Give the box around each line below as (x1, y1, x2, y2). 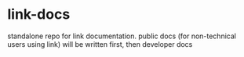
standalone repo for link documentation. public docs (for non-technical (7, 31, 237, 41)
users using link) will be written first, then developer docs (7, 39, 193, 48)
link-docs (7, 5, 71, 23)
